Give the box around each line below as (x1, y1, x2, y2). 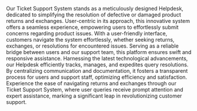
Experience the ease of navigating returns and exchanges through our (6, 80, 177, 87)
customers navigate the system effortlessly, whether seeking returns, (6, 36, 175, 43)
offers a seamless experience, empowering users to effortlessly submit (6, 23, 179, 31)
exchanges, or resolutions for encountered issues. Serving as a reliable (6, 42, 179, 49)
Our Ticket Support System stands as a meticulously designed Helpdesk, (6, 5, 184, 12)
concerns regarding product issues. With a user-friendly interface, (6, 30, 168, 37)
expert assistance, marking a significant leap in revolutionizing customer (6, 92, 182, 99)
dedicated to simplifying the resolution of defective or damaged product (6, 11, 182, 18)
